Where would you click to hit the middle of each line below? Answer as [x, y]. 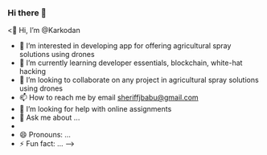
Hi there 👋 [27, 13]
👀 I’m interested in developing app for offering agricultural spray [125, 46]
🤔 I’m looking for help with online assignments [95, 109]
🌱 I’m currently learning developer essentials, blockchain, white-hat [131, 63]
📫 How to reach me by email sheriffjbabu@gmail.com [109, 98]
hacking [32, 71]
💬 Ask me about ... [49, 118]
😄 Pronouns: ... [45, 135]
